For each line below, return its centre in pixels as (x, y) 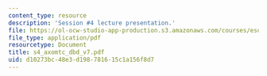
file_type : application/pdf (55, 38)
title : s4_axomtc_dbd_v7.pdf (56, 52)
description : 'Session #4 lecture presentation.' (92, 23)
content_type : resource (48, 15)
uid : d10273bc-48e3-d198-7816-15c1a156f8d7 (81, 60)
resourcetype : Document (48, 45)
